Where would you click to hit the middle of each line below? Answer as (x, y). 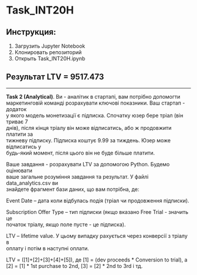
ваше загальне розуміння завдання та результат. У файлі (77, 176)
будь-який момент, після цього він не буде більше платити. (81, 153)
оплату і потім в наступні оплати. (47, 248)
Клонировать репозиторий (48, 52)
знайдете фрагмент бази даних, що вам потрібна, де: (73, 189)
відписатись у (24, 146)
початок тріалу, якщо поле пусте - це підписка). (66, 224)
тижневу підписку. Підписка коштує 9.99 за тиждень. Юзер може (89, 140)
